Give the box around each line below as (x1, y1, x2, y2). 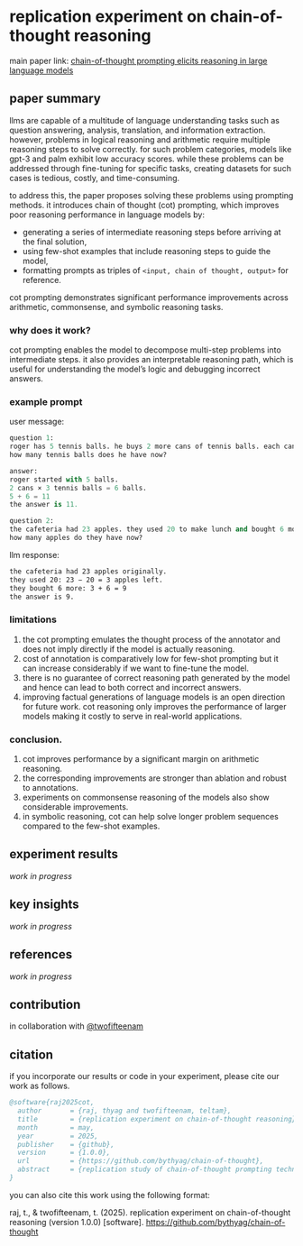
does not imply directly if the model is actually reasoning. (22, 643, 235, 655)
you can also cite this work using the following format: (9, 1189, 210, 1200)
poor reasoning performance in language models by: (9, 209, 206, 220)
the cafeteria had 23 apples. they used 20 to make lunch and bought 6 (9, 525, 284, 534)
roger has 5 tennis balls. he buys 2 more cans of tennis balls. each (9, 442, 280, 452)
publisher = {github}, (17, 1140, 115, 1149)
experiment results (9, 847, 119, 862)
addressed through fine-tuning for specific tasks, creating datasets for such (9, 162, 291, 173)
